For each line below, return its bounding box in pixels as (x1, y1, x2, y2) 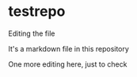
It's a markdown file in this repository (8, 44, 129, 53)
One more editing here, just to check (8, 59, 127, 69)
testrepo (8, 2, 66, 21)
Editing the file (8, 29, 55, 38)
